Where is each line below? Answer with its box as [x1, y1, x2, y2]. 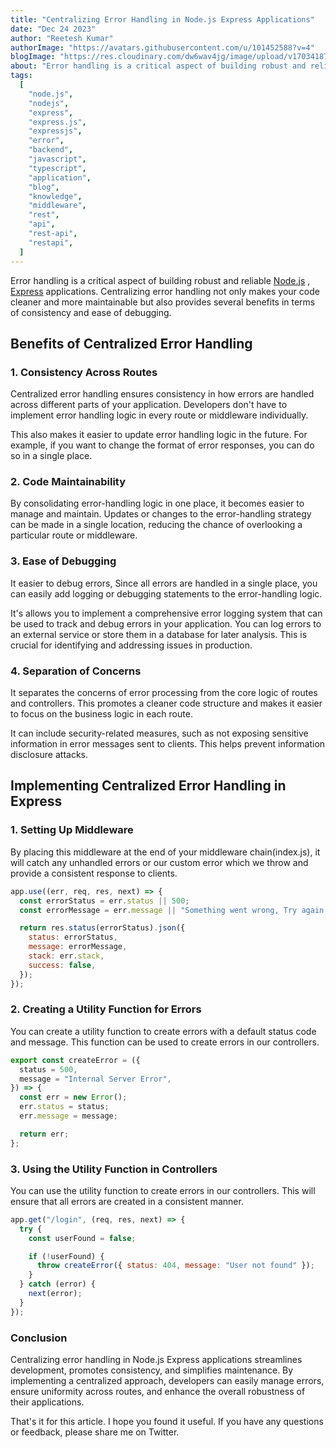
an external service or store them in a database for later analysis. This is [10, 628, 308, 640]
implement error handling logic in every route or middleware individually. [10, 409, 309, 421]
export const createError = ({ [10, 1055, 141, 1065]
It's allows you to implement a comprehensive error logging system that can [10, 607, 323, 619]
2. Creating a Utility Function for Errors [10, 1002, 202, 1016]
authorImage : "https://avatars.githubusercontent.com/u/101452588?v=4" [10, 42, 315, 53]
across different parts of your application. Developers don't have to [10, 399, 288, 411]
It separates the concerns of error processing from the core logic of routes [10, 687, 318, 699]
